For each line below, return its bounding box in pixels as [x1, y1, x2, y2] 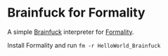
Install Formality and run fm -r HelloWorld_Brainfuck [7, 41, 161, 49]
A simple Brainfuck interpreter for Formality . [7, 28, 135, 36]
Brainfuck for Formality [7, 5, 146, 21]
